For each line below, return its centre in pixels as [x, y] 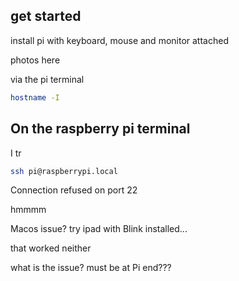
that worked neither [51, 248]
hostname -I [35, 97]
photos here [35, 60]
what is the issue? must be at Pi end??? [91, 268]
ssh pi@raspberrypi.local [64, 171]
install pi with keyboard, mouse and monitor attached [119, 40]
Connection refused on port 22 [74, 190]
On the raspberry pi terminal [100, 129]
